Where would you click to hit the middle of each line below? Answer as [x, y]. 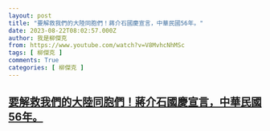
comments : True [34, 61]
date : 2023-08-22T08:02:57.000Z [62, 30]
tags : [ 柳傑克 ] [35, 53]
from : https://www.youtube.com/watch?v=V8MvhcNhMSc [96, 46]
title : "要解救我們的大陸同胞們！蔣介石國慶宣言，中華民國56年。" [106, 23]
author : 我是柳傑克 [38, 38]
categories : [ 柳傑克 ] [46, 68]
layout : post [30, 16]
